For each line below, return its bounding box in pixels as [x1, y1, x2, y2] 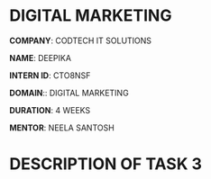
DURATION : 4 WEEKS [9, 104, 91, 115]
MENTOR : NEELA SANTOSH [9, 122, 115, 133]
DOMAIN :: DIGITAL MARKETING [9, 87, 129, 98]
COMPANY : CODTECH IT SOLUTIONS [9, 35, 151, 46]
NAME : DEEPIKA [9, 52, 72, 63]
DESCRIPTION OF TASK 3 [9, 154, 203, 175]
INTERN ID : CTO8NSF [9, 69, 91, 81]
